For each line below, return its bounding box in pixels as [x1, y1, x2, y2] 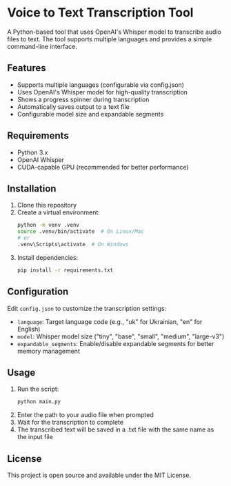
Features [7, 62, 46, 74]
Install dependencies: [17, 253, 79, 261]
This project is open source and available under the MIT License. [7, 471, 192, 480]
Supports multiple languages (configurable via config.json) [17, 81, 185, 89]
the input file [17, 433, 53, 441]
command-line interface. [7, 42, 77, 50]
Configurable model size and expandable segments [17, 110, 164, 118]
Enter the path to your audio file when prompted [17, 411, 154, 419]
